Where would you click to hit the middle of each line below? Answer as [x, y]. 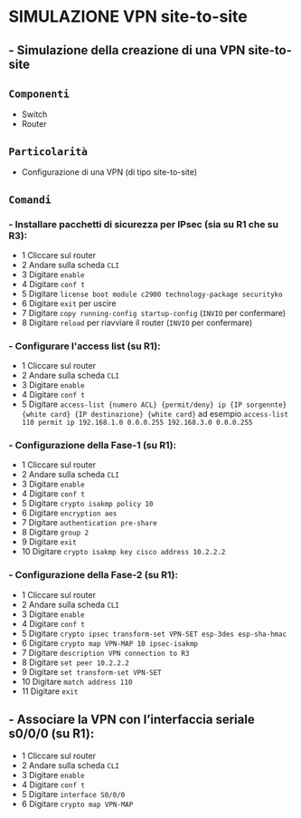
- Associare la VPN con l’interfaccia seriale [132, 720]
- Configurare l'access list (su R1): [85, 346]
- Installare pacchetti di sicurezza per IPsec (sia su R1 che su [144, 224]
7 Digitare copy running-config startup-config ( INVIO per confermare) [154, 313]
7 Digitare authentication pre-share [89, 523]
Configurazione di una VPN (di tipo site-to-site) [109, 172]
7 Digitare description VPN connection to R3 [105, 652]
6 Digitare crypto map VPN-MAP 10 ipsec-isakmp [109, 643]
